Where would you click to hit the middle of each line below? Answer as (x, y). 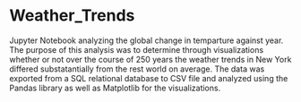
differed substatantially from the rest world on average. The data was (137, 69)
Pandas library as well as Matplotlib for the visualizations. (115, 88)
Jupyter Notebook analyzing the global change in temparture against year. (146, 40)
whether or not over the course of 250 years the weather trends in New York (150, 59)
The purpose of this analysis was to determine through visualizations (137, 49)
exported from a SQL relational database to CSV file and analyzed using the (149, 78)
